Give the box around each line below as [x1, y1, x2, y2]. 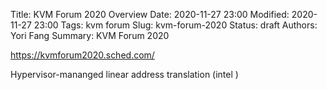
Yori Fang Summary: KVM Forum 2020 [10, 30, 170, 41]
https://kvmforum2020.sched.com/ [10, 49, 155, 61]
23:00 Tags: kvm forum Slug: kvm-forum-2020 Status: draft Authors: [33, 19, 318, 31]
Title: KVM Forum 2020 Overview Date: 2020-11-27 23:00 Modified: [10, 9, 290, 20]
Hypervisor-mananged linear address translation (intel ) [10, 69, 239, 80]
